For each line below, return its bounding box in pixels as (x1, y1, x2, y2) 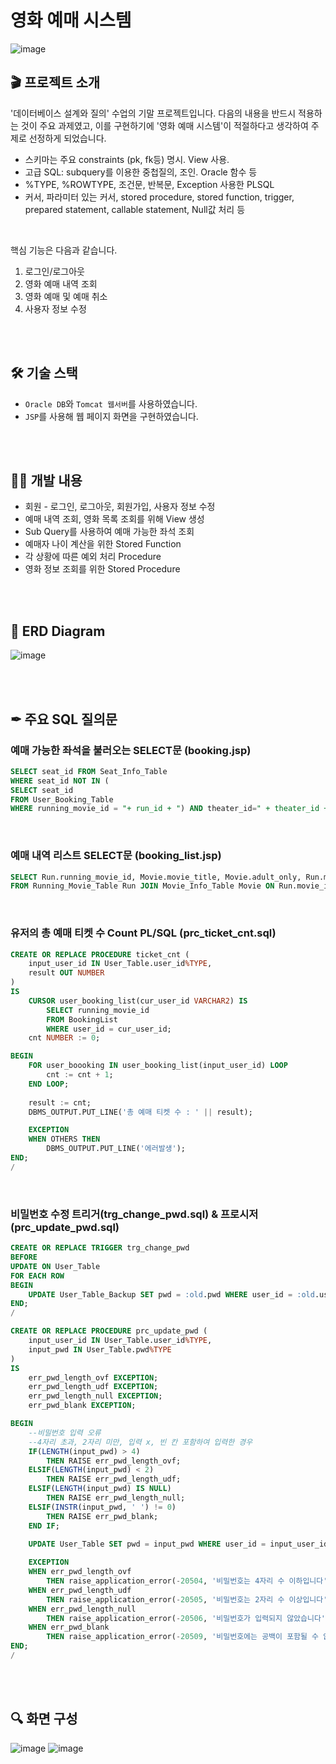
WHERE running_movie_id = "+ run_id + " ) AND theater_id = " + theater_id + (10, 804, 329, 814)
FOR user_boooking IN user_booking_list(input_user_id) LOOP (28, 1061, 288, 1071)
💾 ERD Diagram (10, 622, 106, 640)
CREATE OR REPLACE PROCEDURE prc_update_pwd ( (10, 1326, 208, 1336)
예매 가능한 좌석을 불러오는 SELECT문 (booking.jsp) (10, 743, 252, 757)
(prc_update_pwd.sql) (10, 1220, 120, 1234)
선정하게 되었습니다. (28, 132, 107, 144)
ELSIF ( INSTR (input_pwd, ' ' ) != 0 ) (28, 1502, 177, 1512)
